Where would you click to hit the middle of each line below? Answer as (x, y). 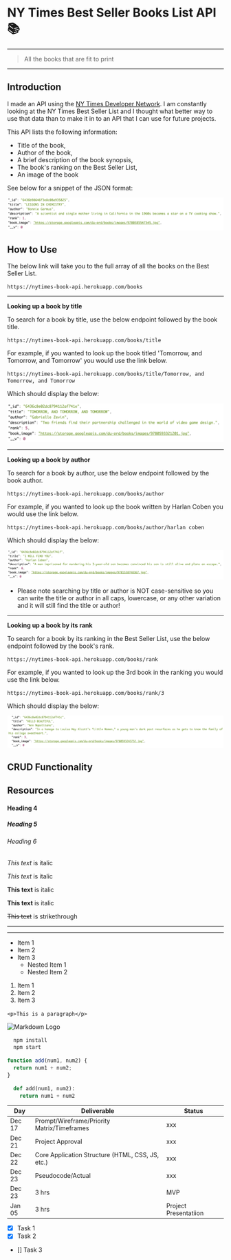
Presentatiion (185, 1213)
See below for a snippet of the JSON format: (70, 188)
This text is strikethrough (42, 916)
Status (194, 1111)
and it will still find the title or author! (68, 606)
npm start (27, 1047)
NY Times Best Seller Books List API (112, 13)
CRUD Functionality (50, 767)
